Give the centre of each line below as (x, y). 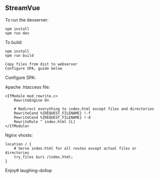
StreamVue (23, 8)
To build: (14, 42)
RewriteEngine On (32, 100)
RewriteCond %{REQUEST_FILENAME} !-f (52, 113)
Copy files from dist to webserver (41, 64)
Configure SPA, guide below (34, 68)
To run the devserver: (27, 20)
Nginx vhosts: (19, 135)
